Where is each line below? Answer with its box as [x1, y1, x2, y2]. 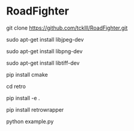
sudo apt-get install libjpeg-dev [6, 36, 84, 43]
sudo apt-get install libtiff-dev [6, 59, 80, 66]
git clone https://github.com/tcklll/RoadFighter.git [6, 24, 128, 31]
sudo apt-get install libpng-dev [6, 47, 83, 55]
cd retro [6, 83, 26, 90]
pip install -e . [6, 94, 40, 101]
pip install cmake [6, 71, 48, 78]
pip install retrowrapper [6, 106, 64, 113]
